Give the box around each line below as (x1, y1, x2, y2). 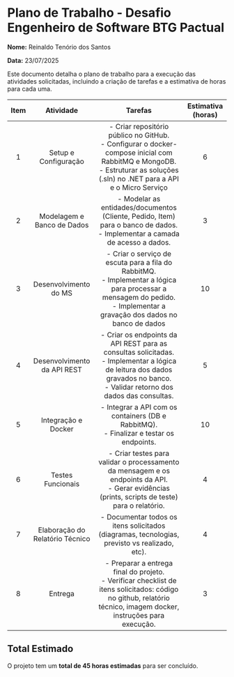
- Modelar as (117, 194, 161, 204)
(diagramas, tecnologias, (98, 529, 180, 539)
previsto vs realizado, (104, 538, 174, 548)
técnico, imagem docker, (98, 602, 180, 611)
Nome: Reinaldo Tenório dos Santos (7, 43, 111, 51)
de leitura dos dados (105, 365, 173, 374)
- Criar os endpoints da (100, 330, 178, 340)
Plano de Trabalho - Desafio (7, 5, 172, 21)
